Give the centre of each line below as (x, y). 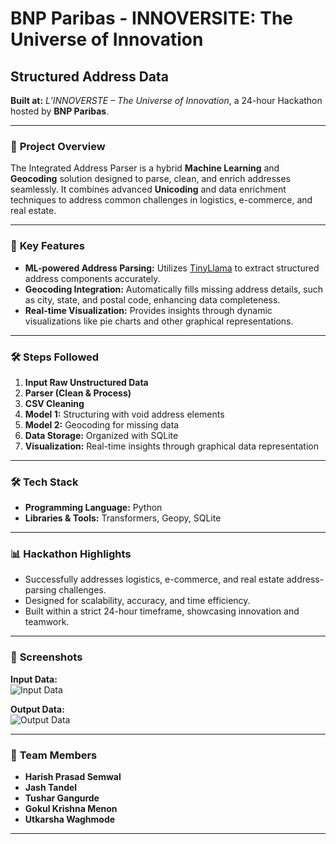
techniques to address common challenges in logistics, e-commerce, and (161, 200)
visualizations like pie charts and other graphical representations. (159, 321)
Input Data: (34, 679)
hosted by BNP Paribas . (60, 111)
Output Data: (37, 709)
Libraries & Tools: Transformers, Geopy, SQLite (123, 518)
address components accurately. (92, 278)
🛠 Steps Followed (55, 357)
